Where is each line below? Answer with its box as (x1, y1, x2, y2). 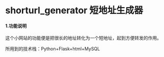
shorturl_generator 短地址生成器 (5, 5, 144, 16)
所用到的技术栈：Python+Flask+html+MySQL (5, 46, 100, 52)
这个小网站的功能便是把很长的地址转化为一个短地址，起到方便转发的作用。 (5, 35, 161, 41)
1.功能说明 (5, 22, 27, 28)
